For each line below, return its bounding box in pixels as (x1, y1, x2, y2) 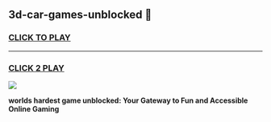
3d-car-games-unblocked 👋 (8, 8, 152, 22)
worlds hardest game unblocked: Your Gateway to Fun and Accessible (8, 96, 248, 105)
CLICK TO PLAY (8, 32, 71, 43)
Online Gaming (8, 104, 60, 113)
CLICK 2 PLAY (8, 62, 65, 73)
